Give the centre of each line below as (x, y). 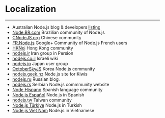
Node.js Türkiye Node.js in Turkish (47, 105)
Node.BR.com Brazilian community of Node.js (58, 32)
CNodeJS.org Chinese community (47, 37)
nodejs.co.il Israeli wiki (35, 58)
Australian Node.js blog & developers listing (56, 27)
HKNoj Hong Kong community (43, 48)
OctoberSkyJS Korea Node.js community (54, 69)
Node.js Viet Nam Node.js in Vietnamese (53, 110)
